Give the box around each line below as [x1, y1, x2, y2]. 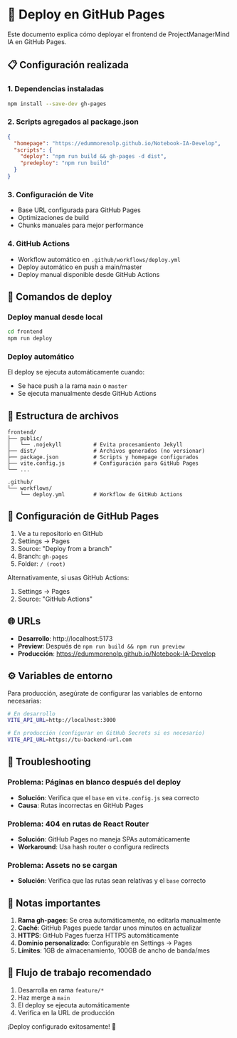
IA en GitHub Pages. [7, 37, 67, 46]
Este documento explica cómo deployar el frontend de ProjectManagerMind [7, 30, 230, 38]
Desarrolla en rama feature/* [17, 985, 105, 994]
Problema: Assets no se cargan [7, 860, 117, 870]
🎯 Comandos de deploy [7, 290, 112, 303]
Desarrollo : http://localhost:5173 [17, 634, 113, 643]
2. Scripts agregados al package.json [7, 117, 139, 127]
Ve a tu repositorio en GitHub [17, 529, 103, 538]
